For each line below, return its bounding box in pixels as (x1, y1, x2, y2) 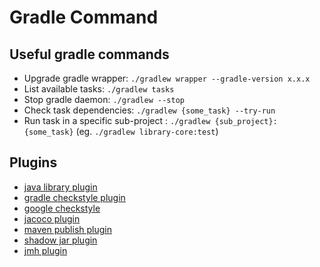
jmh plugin (23, 244, 68, 256)
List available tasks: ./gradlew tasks (23, 83, 175, 95)
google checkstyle (23, 202, 101, 214)
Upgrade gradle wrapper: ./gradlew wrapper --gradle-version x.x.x (23, 72, 311, 84)
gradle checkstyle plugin (23, 191, 126, 203)
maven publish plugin (23, 223, 112, 235)
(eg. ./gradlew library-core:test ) (75, 126, 219, 137)
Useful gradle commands (9, 46, 170, 63)
